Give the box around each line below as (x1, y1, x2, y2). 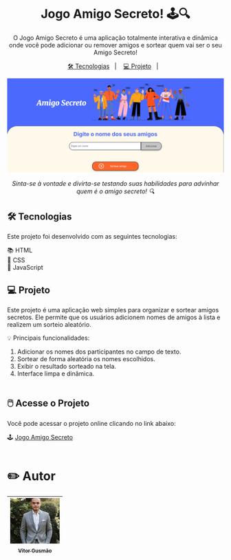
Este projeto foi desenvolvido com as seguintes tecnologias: (7, 233, 177, 241)
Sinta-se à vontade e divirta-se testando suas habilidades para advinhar (12, 180, 219, 188)
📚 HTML (7, 246, 33, 255)
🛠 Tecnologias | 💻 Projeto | (67, 62, 159, 70)
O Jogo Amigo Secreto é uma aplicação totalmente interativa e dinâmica (12, 33, 219, 42)
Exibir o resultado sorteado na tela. (16, 363, 117, 371)
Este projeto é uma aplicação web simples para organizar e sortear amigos (7, 306, 219, 314)
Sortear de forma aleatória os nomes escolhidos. (16, 355, 156, 363)
